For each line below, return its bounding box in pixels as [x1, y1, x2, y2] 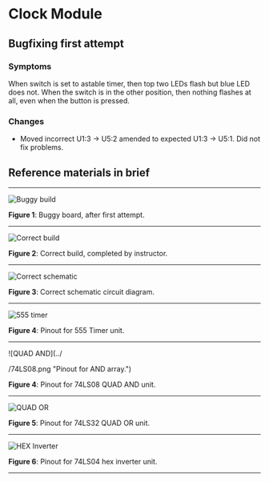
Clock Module [8, 5, 102, 23]
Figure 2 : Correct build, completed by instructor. [8, 248, 168, 258]
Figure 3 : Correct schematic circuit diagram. [8, 287, 155, 296]
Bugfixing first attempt [8, 37, 124, 50]
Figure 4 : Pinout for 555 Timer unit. [8, 325, 125, 335]
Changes [8, 115, 45, 127]
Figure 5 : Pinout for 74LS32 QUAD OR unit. [8, 418, 151, 428]
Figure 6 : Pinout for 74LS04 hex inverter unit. [8, 456, 158, 466]
